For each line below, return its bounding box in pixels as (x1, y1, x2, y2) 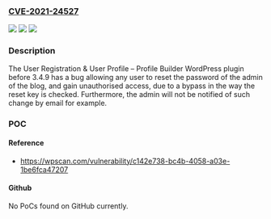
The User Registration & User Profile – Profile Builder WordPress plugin (8, 63, 244, 74)
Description (8, 45, 56, 57)
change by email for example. (8, 98, 108, 107)
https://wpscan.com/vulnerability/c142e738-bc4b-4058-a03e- (19, 156, 231, 166)
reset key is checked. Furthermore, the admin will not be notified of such (8, 89, 251, 99)
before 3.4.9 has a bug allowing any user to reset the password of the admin (8, 72, 263, 82)
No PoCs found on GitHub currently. (8, 200, 129, 211)
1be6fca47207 (19, 164, 69, 175)
